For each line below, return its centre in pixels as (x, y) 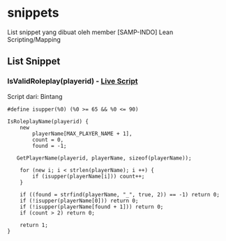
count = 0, (48, 140)
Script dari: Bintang (35, 96)
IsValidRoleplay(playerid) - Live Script (73, 81)
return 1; (34, 225)
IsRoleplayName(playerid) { (48, 121)
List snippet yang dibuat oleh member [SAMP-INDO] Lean (90, 32)
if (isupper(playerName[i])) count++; (89, 176)
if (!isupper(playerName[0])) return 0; (79, 201)
